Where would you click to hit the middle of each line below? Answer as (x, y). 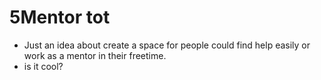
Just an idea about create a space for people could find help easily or (167, 45)
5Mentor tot (60, 17)
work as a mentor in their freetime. (95, 55)
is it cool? (43, 66)
